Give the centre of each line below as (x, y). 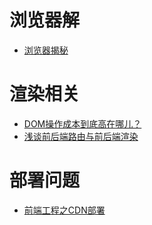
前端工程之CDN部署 (64, 210)
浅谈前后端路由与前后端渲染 (81, 136)
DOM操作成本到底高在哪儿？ (82, 123)
